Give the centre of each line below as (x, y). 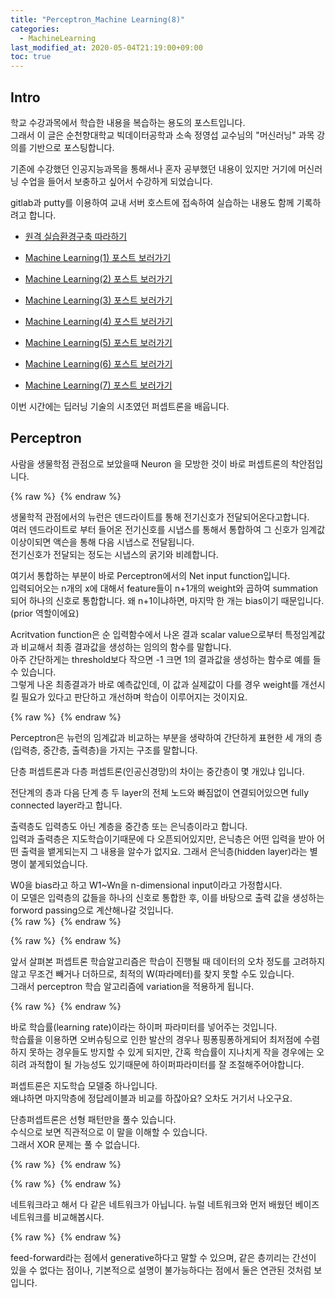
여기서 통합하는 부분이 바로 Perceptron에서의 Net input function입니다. (150, 575)
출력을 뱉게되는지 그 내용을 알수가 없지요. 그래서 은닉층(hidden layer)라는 (164, 851)
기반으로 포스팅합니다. (71, 147)
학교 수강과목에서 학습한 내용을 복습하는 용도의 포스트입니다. (128, 122)
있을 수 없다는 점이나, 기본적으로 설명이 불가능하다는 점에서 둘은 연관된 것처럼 (161, 1270)
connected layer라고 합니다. (66, 805)
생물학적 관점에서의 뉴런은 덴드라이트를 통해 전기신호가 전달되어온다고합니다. (160, 517)
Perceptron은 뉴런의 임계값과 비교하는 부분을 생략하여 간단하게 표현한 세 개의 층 (166, 737)
